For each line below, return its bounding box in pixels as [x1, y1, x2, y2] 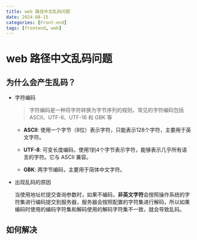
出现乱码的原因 [14, 179, 51, 186]
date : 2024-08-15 [6, 14, 49, 20]
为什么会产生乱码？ [6, 77, 76, 87]
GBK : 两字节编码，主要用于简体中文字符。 [23, 166, 125, 174]
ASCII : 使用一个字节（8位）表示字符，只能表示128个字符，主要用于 [23, 126, 186, 134]
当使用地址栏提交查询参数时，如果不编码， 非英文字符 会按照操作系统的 [14, 191, 185, 198]
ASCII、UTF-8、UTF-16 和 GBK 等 [29, 114, 113, 121]
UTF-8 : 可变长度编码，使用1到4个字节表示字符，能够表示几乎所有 [23, 146, 182, 154]
